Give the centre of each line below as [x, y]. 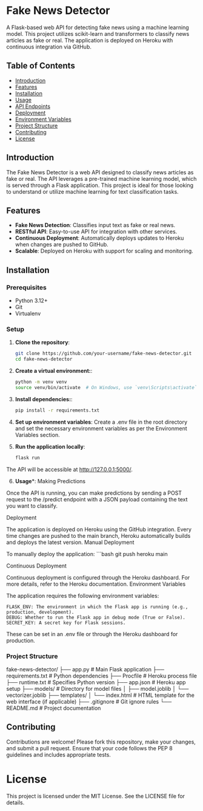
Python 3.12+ [31, 300]
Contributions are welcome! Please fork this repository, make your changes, [101, 742]
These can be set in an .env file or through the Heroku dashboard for [92, 634]
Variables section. [37, 435]
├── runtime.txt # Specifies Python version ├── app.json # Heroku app [96, 682]
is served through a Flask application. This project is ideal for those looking [100, 185]
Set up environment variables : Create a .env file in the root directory [101, 422]
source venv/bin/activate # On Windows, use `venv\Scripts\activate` [106, 387]
